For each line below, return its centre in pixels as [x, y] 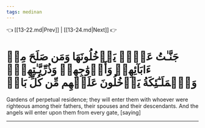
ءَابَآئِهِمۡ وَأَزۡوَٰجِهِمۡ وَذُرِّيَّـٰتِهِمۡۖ [79, 69]
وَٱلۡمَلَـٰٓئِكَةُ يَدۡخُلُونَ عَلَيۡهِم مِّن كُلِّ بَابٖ [102, 82]
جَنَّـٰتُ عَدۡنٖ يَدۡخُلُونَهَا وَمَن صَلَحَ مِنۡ [93, 56]
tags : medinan [24, 12]
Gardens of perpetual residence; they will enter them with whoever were [97, 99]
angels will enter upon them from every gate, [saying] [74, 112]
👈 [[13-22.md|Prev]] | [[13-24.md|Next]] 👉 [62, 30]
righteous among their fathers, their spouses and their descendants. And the [103, 106]
